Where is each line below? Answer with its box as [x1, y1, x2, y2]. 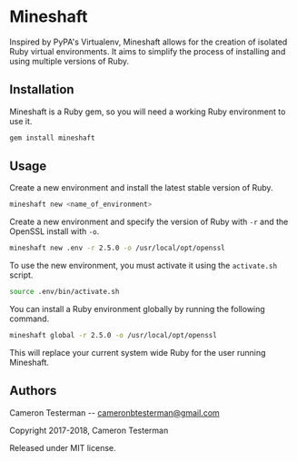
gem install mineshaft [9, 133, 95, 142]
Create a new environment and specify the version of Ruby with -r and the [9, 216, 289, 228]
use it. [9, 115, 33, 126]
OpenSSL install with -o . [9, 226, 100, 237]
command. [9, 313, 50, 324]
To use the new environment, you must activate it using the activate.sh [9, 260, 278, 271]
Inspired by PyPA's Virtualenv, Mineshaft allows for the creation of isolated [9, 36, 288, 47]
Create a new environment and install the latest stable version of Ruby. [9, 182, 274, 193]
